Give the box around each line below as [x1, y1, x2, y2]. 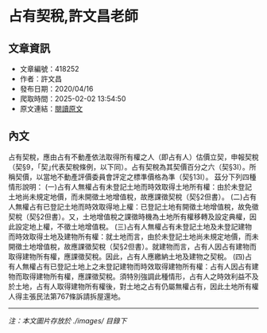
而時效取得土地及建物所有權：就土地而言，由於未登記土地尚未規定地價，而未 [8, 232, 259, 241]
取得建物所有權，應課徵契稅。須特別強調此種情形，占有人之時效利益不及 [21, 272, 259, 281]
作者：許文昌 [19, 74, 62, 84]
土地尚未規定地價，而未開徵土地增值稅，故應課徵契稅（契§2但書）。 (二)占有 [8, 192, 257, 202]
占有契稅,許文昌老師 [8, 7, 139, 25]
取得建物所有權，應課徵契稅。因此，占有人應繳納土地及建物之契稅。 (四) [8, 252, 246, 261]
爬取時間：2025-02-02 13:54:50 [19, 94, 126, 104]
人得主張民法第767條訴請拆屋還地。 [8, 292, 126, 301]
